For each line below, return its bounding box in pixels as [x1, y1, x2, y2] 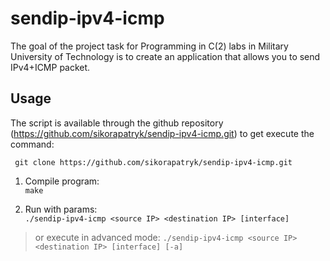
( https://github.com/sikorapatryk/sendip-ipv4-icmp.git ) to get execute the [10, 127, 315, 139]
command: [10, 138, 55, 150]
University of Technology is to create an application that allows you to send [10, 50, 321, 62]
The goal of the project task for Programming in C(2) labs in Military [10, 40, 289, 52]
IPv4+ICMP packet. [10, 61, 91, 73]
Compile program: [24, 175, 100, 187]
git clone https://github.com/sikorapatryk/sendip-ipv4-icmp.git [14, 157, 293, 167]
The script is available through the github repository [10, 117, 224, 129]
